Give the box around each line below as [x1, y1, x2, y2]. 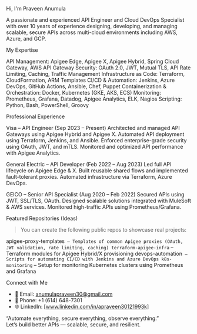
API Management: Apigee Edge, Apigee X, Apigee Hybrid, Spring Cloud [6, 58, 179, 65]
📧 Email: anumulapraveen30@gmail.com [14, 290, 113, 298]
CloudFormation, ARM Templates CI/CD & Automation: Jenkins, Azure [6, 76, 175, 83]
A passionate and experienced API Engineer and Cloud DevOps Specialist [6, 16, 185, 23]
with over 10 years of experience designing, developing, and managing [6, 23, 178, 29]
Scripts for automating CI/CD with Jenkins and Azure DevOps [6, 256, 159, 262]
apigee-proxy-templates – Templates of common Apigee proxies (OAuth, [6, 238, 183, 245]
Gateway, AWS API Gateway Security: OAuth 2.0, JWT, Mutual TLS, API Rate [6, 64, 191, 71]
